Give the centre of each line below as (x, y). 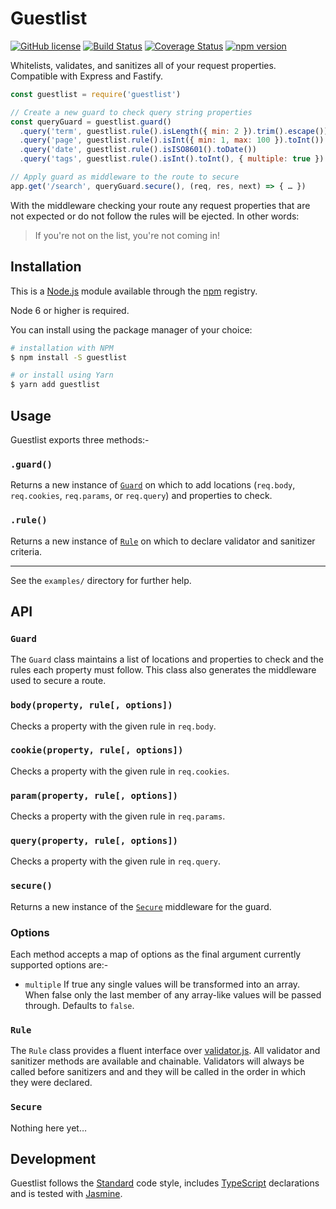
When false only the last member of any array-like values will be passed (173, 995)
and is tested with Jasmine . (66, 1194)
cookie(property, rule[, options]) (97, 750)
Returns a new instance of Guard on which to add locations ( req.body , (153, 485)
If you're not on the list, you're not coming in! (127, 235)
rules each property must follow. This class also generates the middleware (163, 670)
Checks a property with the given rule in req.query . (116, 861)
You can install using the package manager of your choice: (131, 329)
